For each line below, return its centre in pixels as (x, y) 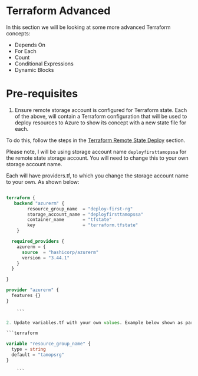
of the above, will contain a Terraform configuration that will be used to (101, 116)
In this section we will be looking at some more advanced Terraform (88, 27)
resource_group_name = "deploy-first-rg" (80, 209)
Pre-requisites (42, 94)
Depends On (30, 45)
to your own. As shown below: (43, 182)
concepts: (18, 33)
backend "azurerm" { (39, 203)
